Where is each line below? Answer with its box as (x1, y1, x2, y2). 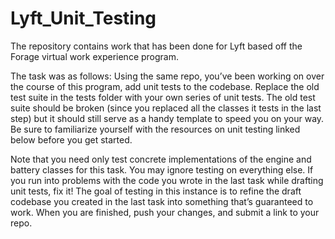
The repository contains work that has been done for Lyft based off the (10, 40, 303, 52)
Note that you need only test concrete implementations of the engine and (10, 153, 312, 165)
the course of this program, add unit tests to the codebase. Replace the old (10, 80, 320, 92)
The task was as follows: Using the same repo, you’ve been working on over (10, 70, 325, 82)
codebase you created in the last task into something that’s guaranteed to (10, 195, 314, 207)
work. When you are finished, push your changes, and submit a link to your (10, 206, 320, 218)
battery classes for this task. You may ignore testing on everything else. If (10, 163, 314, 176)
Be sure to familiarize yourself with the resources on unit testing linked (10, 123, 301, 135)
